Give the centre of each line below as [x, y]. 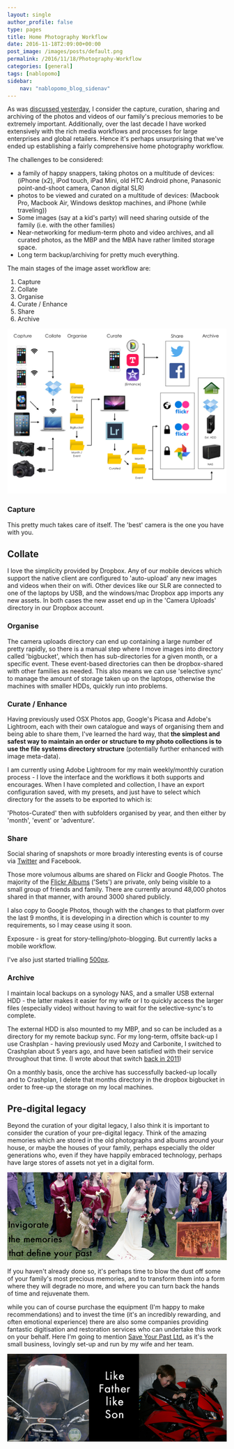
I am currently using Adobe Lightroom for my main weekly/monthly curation [116, 770]
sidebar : [20, 81]
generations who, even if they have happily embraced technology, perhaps [115, 1155]
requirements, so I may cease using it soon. [70, 925]
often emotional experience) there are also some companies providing [108, 1322]
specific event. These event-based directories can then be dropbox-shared [115, 663]
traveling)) [32, 210]
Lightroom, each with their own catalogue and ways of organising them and [116, 727]
